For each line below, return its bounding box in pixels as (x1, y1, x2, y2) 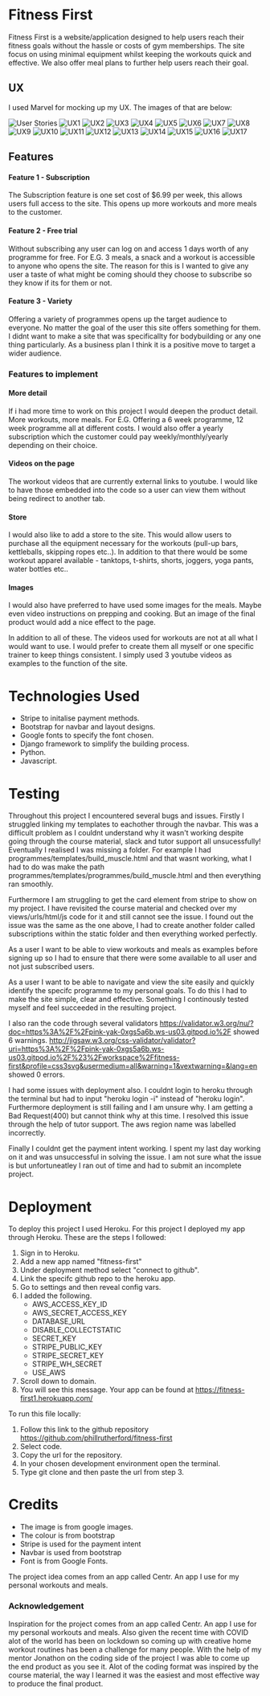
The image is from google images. (19, 1522, 134, 1532)
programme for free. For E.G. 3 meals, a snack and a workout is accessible (8, 252, 256, 262)
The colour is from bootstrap (19, 1530, 115, 1541)
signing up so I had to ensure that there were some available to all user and (8, 953, 257, 963)
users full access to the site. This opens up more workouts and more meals (8, 199, 257, 208)
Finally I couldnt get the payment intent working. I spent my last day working (8, 1144, 261, 1153)
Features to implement (8, 368, 99, 380)
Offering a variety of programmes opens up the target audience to (8, 314, 227, 323)
